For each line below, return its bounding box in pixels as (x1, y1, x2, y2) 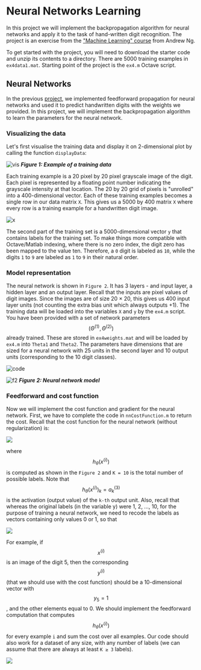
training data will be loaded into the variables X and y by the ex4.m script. (6, 308, 185, 315)
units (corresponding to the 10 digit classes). (6, 354, 117, 360)
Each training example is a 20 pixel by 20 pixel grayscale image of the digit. (6, 173, 194, 180)
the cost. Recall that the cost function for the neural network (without (6, 418, 178, 425)
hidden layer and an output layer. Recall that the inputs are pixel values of (6, 289, 188, 296)
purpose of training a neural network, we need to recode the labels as (6, 509, 179, 516)
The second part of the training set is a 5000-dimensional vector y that (6, 228, 182, 236)
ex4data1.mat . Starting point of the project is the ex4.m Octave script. (6, 61, 176, 69)
